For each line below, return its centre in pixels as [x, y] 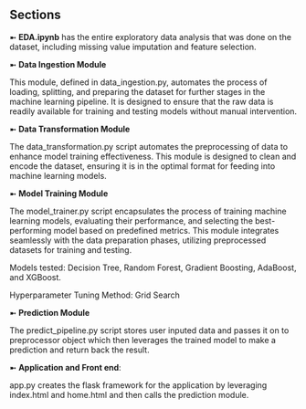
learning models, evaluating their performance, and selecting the [132, 220]
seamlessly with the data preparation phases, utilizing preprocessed [138, 240]
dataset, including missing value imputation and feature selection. [133, 47]
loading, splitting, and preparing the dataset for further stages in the [137, 91]
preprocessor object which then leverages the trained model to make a [143, 340]
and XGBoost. [36, 277]
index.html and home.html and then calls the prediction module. [129, 394]
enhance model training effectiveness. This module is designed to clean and [153, 156]
